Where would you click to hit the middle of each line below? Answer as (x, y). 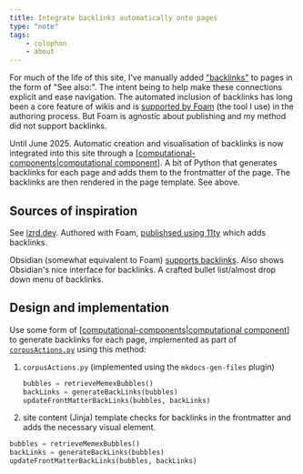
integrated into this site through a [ (74, 153)
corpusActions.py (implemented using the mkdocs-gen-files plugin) (148, 367)
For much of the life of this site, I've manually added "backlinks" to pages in (151, 77)
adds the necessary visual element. (89, 428)
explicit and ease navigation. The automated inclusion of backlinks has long (151, 97)
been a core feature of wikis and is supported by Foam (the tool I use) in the (151, 106)
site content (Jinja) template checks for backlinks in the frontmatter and (157, 418)
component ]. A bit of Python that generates (196, 163)
